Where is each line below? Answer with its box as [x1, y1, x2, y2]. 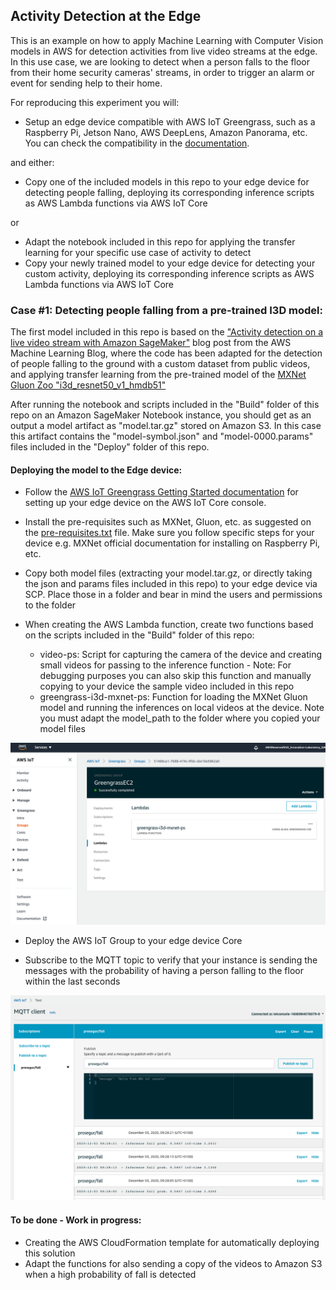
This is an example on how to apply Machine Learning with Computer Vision [10, 34, 324, 46]
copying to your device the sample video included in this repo [39, 680, 295, 693]
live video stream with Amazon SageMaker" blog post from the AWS [10, 337, 292, 349]
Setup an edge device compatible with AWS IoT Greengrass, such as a [24, 115, 316, 128]
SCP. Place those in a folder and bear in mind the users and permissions [24, 589, 323, 601]
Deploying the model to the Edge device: [10, 464, 183, 476]
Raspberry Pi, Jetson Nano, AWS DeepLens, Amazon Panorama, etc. [24, 126, 308, 138]
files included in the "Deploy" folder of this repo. [10, 441, 210, 453]
